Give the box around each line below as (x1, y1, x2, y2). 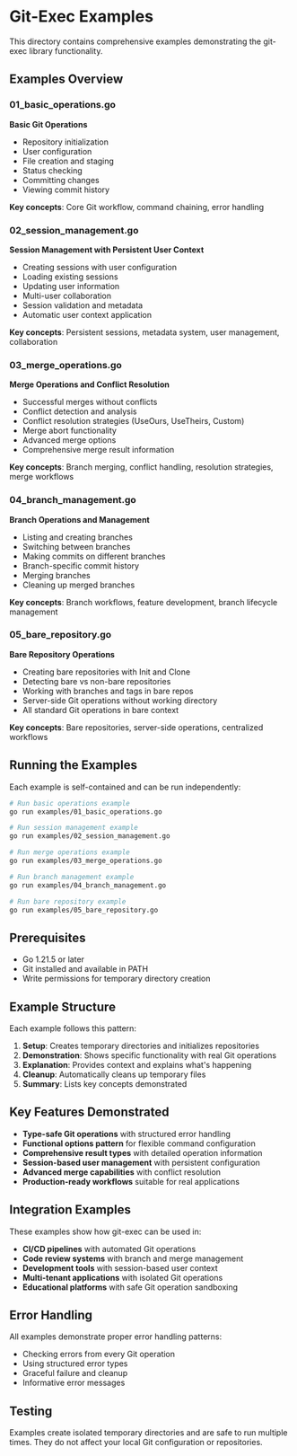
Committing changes (22, 174, 100, 185)
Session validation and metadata (22, 299, 144, 311)
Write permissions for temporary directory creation (22, 973, 211, 984)
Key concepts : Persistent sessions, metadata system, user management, (9, 326, 280, 338)
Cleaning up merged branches (22, 579, 135, 590)
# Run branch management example (9, 872, 135, 881)
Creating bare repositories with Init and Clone (22, 666, 191, 677)
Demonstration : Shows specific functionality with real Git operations (22, 1050, 276, 1061)
